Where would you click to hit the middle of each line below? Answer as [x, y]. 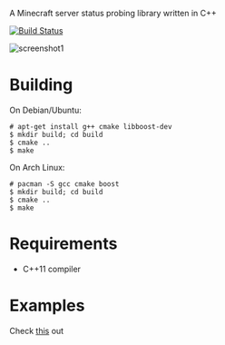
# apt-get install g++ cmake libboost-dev [91, 126]
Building [41, 85]
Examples [47, 306]
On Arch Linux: [37, 167]
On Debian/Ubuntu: [45, 110]
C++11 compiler [52, 269]
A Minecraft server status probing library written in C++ [113, 13]
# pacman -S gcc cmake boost [64, 184]
